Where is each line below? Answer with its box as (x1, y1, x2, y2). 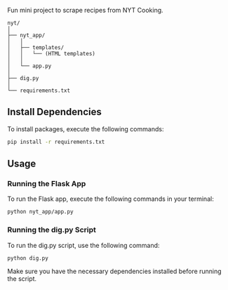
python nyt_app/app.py (7, 209, 74, 216)
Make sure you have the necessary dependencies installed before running (7, 267, 222, 276)
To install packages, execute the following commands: (7, 124, 164, 133)
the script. (7, 275, 37, 283)
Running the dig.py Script (7, 225, 97, 235)
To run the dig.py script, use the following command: (7, 241, 160, 249)
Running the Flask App (7, 179, 86, 188)
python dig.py (7, 254, 49, 262)
